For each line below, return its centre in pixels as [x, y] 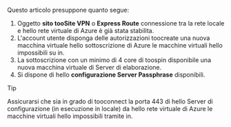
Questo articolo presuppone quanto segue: [68, 10]
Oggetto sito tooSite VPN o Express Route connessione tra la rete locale [121, 23]
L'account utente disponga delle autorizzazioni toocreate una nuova [113, 38]
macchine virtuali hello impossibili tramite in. [70, 116]
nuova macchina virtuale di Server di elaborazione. [89, 67]
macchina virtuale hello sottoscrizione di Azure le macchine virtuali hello [120, 45]
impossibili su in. [41, 52]
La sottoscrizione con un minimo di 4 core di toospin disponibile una [114, 60]
